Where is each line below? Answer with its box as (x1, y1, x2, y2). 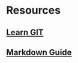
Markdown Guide (6, 47, 72, 57)
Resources (6, 4, 61, 17)
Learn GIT (6, 27, 44, 37)
